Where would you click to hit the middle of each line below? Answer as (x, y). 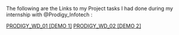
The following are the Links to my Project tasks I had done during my (89, 8)
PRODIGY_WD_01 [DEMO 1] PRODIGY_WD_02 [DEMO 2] (74, 26)
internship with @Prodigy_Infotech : (49, 15)
